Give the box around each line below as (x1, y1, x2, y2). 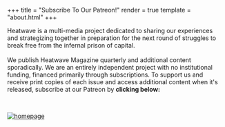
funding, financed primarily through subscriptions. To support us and (7, 70, 204, 79)
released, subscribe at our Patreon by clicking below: (7, 86, 161, 93)
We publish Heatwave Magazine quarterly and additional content (7, 56, 192, 64)
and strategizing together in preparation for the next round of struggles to (7, 34, 217, 42)
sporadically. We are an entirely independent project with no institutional (7, 63, 213, 71)
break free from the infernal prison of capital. (7, 41, 135, 49)
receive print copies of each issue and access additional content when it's (7, 78, 219, 86)
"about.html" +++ (7, 13, 57, 21)
